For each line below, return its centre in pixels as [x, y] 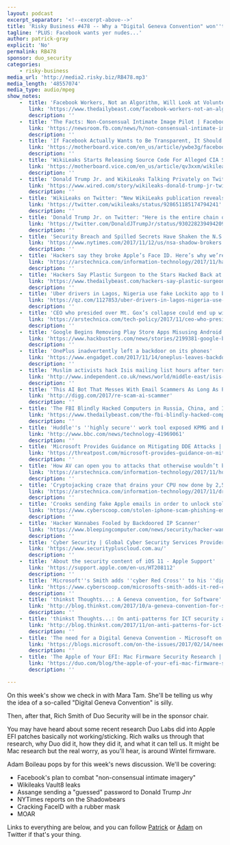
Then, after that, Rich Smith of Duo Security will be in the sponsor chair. [108, 715]
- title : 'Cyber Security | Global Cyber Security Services [108, 542]
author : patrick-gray [38, 39]
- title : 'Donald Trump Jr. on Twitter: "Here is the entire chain [119, 217]
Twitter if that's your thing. [44, 834]
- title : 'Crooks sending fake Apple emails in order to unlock [115, 504]
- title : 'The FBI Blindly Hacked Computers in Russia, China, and [119, 408]
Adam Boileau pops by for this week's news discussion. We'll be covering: [112, 764]
